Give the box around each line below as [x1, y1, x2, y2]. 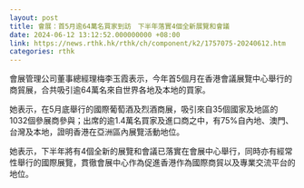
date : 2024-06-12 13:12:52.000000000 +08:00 [9, 30, 181, 39]
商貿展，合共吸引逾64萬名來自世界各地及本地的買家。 [9, 84, 211, 95]
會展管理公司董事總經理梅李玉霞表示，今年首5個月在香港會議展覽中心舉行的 [9, 74, 293, 84]
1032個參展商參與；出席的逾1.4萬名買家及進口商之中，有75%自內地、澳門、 [9, 115, 294, 126]
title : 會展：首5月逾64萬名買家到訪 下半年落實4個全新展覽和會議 [9, 22, 230, 31]
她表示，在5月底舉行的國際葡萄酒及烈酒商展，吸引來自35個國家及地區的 [9, 104, 279, 114]
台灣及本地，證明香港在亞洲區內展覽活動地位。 [9, 126, 184, 137]
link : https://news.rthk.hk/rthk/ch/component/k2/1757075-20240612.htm [9, 38, 286, 48]
